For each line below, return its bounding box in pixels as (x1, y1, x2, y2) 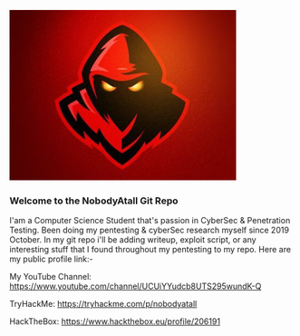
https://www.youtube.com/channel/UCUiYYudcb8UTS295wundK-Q (9, 281, 262, 292)
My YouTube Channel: (9, 272, 92, 282)
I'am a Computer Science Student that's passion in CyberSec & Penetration (9, 215, 291, 226)
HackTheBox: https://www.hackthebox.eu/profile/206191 (9, 316, 220, 327)
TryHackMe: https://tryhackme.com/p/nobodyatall (9, 299, 198, 310)
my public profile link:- (9, 253, 93, 264)
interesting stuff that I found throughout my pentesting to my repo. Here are (9, 244, 292, 255)
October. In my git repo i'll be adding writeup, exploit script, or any (9, 234, 256, 245)
